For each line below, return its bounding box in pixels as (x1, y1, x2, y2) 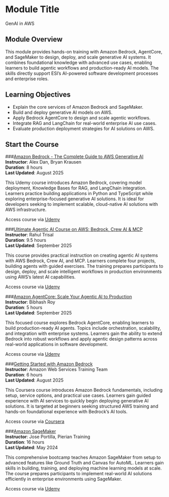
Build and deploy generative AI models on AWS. (12, 109, 113, 115)
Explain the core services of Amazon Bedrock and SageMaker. (12, 104, 144, 110)
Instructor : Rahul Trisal (5, 232, 54, 238)
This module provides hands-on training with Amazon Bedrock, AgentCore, (5, 48, 162, 54)
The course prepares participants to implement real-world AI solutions (5, 471, 152, 477)
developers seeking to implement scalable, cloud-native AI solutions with (5, 201, 158, 207)
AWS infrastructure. (5, 207, 47, 213)
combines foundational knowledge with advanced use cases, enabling (5, 59, 152, 66)
